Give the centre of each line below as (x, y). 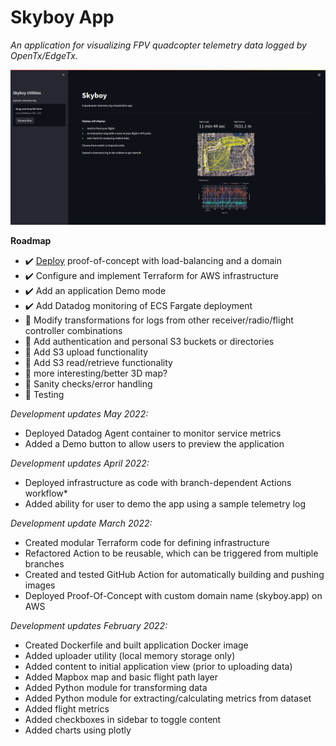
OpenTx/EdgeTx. (44, 55)
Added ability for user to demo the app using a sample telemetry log (165, 504)
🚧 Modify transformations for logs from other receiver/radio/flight (159, 320)
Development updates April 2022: (80, 463)
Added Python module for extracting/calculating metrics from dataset (168, 698)
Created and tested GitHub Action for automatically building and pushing (174, 574)
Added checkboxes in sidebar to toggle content (123, 719)
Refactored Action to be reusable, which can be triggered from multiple (171, 553)
